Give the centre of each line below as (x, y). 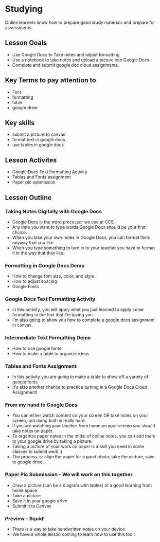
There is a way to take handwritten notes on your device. (69, 529)
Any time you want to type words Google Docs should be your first (79, 227)
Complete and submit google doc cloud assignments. (65, 65)
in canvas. (22, 325)
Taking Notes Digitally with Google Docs (53, 211)
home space (25, 490)
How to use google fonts (37, 348)
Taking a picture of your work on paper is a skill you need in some (78, 447)
